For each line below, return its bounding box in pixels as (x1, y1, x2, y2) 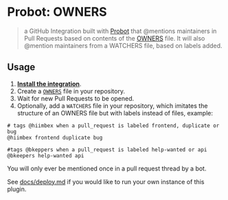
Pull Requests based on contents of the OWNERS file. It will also (23, 34, 205, 42)
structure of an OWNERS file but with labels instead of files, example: (16, 109, 214, 117)
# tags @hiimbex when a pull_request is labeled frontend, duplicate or (7, 122, 220, 129)
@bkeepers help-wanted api (7, 152, 84, 159)
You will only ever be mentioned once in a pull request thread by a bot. (7, 164, 207, 173)
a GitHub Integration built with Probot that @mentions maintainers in (23, 27, 217, 35)
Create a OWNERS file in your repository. (16, 87, 126, 95)
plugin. (7, 185, 27, 193)
